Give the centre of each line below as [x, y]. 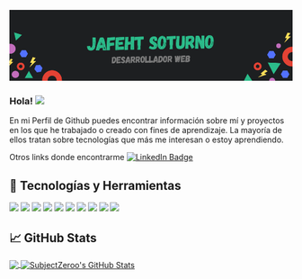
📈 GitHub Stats [53, 238]
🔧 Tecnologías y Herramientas [95, 185]
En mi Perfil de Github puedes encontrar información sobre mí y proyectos [147, 121]
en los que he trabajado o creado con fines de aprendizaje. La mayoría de [146, 130]
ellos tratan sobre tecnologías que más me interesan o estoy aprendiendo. [147, 139]
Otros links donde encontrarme [67, 157]
